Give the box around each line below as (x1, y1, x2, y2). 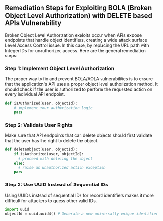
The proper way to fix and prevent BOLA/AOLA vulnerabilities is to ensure (5, 76, 153, 82)
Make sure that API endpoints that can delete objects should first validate (5, 132, 152, 138)
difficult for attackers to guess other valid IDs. (5, 197, 97, 203)
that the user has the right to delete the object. (5, 138, 99, 144)
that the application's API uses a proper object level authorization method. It (5, 81, 158, 87)
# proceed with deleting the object (18, 156, 93, 161)
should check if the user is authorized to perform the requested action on (5, 86, 153, 92)
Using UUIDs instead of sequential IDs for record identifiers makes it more (5, 192, 154, 198)
